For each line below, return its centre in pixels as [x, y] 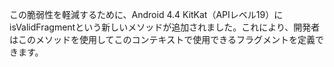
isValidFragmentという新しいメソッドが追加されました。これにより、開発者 [165, 27]
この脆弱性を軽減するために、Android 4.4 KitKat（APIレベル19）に [146, 14]
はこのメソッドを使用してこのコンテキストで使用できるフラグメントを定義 [162, 39]
